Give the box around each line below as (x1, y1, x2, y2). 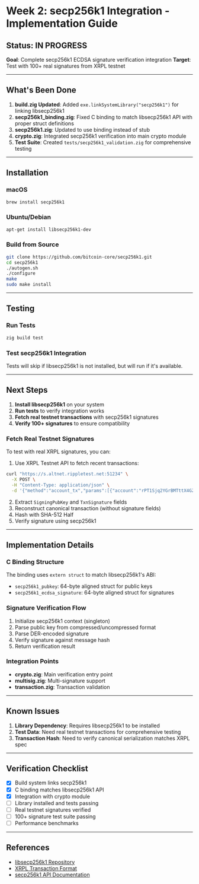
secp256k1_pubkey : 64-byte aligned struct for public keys (14, 583, 153, 590)
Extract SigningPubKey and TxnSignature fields (14, 498, 127, 505)
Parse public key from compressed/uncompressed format (14, 624, 156, 631)
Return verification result (14, 643, 76, 650)
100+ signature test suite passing (14, 813, 96, 820)
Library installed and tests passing (14, 799, 99, 806)
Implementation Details (6, 540, 94, 550)
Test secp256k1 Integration (6, 349, 87, 357)
